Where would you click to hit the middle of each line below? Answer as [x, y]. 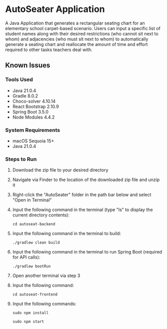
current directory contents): [41, 215]
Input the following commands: [44, 304]
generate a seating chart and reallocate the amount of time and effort [76, 44]
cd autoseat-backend [34, 224]
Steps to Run [21, 159]
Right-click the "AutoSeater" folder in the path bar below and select [82, 195]
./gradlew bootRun [31, 266]
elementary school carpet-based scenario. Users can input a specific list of [83, 28]
